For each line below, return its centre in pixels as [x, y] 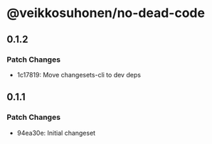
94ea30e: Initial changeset [56, 133]
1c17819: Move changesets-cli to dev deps [79, 74]
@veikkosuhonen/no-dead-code [106, 13]
